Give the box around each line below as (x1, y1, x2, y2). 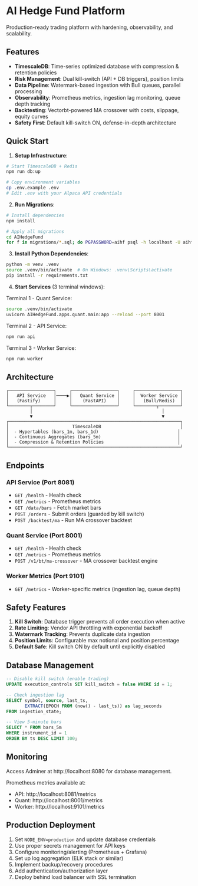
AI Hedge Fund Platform (6, 4, 126, 18)
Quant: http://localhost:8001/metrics (14, 796, 103, 803)
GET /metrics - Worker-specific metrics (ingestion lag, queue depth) (14, 585, 181, 592)
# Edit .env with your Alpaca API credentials (6, 191, 123, 196)
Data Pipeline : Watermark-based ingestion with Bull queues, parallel (14, 81, 181, 88)
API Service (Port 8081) (6, 478, 75, 486)
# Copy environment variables (6, 179, 81, 185)
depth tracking (14, 100, 51, 107)
